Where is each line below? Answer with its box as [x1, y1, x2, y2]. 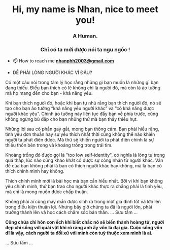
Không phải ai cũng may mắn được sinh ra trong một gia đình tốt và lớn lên [5, 199, 161, 205]
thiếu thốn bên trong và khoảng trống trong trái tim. [5, 142, 113, 148]
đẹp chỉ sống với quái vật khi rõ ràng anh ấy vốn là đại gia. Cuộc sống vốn [5, 225, 162, 231]
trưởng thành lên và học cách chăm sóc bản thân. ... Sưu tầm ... [5, 209, 138, 216]
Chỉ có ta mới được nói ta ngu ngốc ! [40, 46, 130, 53]
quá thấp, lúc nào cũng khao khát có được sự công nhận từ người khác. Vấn [5, 157, 163, 163]
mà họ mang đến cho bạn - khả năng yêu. [5, 90, 93, 96]
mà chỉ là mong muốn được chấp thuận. [5, 189, 88, 195]
